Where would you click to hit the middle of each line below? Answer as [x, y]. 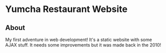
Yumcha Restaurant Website [66, 9]
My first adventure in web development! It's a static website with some [79, 39]
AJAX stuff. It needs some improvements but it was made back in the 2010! [83, 45]
